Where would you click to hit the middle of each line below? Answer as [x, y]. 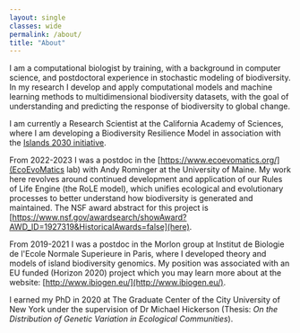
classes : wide [36, 26]
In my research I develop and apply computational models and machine [141, 87]
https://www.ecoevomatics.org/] [220, 160]
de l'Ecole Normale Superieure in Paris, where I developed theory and [138, 254]
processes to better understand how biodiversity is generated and [131, 198]
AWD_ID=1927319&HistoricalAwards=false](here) [99, 227]
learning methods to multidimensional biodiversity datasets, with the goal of [149, 97]
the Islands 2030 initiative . [58, 143]
